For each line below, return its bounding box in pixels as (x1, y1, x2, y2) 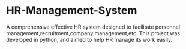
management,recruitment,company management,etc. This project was (6, 29, 181, 36)
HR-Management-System (6, 4, 137, 17)
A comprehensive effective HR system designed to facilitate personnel (6, 23, 181, 30)
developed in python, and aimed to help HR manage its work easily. (6, 36, 173, 43)
